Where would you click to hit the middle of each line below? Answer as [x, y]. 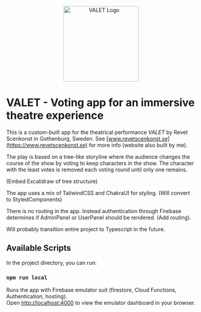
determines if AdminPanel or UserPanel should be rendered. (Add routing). [99, 217]
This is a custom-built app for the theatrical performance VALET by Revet [97, 132]
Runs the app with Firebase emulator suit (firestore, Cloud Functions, [91, 290]
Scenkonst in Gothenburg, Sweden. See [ [57, 138]
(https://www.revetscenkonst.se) [47, 145]
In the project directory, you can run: [51, 263]
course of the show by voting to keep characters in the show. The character [100, 163]
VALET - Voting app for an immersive [100, 103]
